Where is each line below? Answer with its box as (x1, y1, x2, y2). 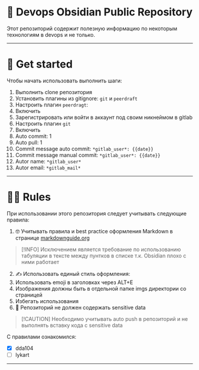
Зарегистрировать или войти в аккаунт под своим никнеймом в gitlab (15, 114, 193, 121)
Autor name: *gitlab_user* (15, 157, 81, 165)
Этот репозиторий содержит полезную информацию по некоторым (6, 25, 178, 32)
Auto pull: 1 (15, 139, 43, 146)
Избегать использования (15, 297, 79, 304)
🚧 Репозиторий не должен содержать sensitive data (15, 304, 146, 311)
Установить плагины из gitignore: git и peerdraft (15, 95, 138, 102)
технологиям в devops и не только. (6, 31, 95, 38)
